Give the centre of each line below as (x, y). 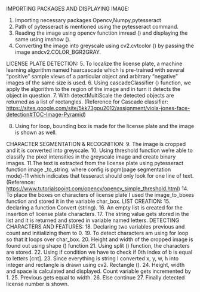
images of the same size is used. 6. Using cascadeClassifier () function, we (99, 83)
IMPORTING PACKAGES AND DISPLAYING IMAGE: (68, 9)
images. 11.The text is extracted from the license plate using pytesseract (95, 163)
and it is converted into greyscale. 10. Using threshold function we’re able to (99, 150)
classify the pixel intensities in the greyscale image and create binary (91, 157)
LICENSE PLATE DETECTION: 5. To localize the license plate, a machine (94, 63)
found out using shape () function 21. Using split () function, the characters (98, 246)
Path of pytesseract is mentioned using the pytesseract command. (97, 27)
